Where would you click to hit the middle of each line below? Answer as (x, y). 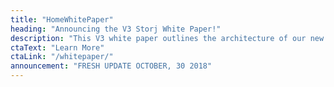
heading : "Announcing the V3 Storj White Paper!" (116, 29)
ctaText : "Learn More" (57, 47)
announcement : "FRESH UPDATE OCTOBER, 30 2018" (111, 66)
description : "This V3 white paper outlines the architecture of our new (167, 38)
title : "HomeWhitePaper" (62, 19)
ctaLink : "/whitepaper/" (62, 57)
